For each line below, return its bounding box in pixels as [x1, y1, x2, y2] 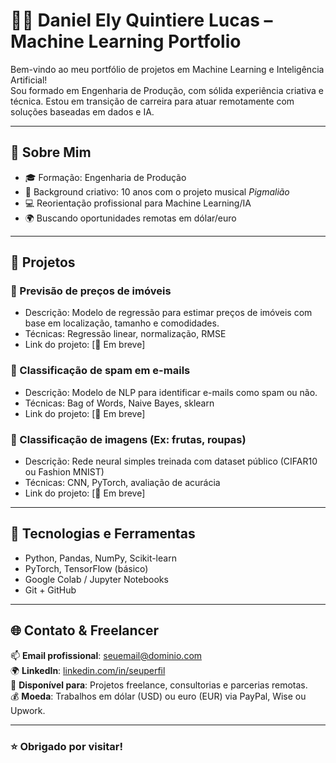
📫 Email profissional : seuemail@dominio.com [10, 649, 203, 661]
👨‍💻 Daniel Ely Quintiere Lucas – [10, 9, 273, 32]
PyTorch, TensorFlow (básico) [24, 562, 149, 574]
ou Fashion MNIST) [24, 466, 105, 478]
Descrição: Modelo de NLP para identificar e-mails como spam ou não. [24, 386, 318, 398]
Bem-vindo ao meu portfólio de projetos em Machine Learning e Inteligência [10, 63, 325, 75]
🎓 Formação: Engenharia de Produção [24, 171, 187, 183]
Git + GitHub [24, 584, 77, 596]
